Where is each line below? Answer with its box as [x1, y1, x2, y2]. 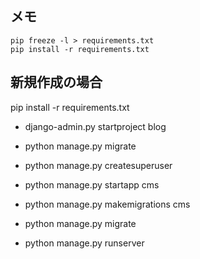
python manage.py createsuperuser [24, 159, 173, 171]
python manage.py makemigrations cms [24, 198, 191, 210]
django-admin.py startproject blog [24, 120, 167, 132]
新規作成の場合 [10, 74, 103, 91]
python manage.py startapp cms [24, 178, 160, 191]
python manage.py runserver [24, 237, 145, 249]
